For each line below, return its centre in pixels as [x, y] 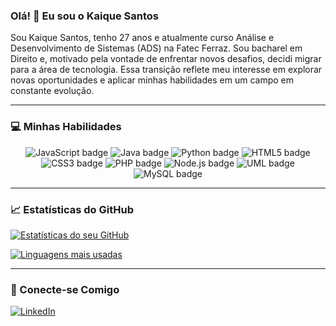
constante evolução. [52, 91]
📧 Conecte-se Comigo [65, 289]
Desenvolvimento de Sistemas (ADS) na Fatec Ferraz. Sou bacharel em [156, 48]
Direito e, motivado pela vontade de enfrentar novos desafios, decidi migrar [166, 59]
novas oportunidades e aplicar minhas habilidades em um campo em [152, 80]
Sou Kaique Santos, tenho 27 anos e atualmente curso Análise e [142, 38]
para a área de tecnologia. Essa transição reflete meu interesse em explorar [166, 70]
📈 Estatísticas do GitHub [72, 209]
